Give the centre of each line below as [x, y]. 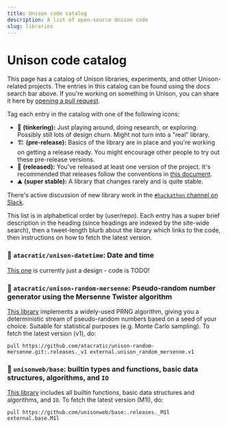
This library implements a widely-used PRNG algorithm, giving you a [103, 311]
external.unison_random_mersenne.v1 [142, 352]
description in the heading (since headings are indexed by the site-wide [109, 223]
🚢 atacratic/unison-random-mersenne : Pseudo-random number [111, 288]
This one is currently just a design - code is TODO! [78, 270]
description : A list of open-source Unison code [78, 20]
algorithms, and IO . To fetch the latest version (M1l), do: [85, 400]
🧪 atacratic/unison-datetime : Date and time [81, 256]
